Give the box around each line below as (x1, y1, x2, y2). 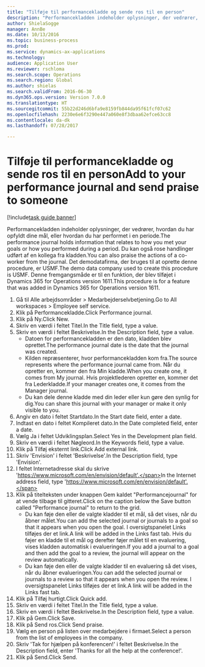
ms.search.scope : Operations (7, 72, 81, 78)
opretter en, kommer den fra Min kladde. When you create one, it (24, 368, 187, 375)
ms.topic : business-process (7, 37, 79, 43)
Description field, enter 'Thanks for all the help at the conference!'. (15, 647, 183, 655)
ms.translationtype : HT (7, 100, 68, 106)
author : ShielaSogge (7, 20, 60, 26)
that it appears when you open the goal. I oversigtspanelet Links (24, 524, 187, 531)
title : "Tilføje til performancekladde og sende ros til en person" (7, 9, 185, 15)
